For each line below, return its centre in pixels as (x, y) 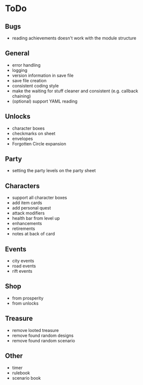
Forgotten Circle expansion (39, 143)
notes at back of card (33, 234)
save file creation (29, 80)
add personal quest (31, 208)
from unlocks (25, 303)
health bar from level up (36, 218)
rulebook (21, 373)
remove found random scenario (43, 340)
